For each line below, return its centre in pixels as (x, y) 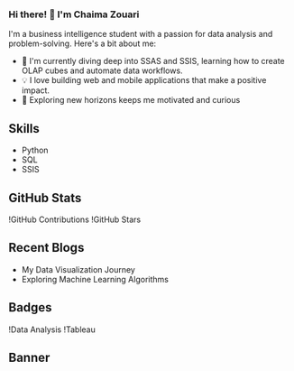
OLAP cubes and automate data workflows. (102, 70)
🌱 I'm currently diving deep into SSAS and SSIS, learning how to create (153, 61)
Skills (24, 129)
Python (35, 150)
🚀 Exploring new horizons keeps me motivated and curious (131, 100)
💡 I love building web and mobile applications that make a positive (144, 80)
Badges (30, 307)
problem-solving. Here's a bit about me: (83, 43)
